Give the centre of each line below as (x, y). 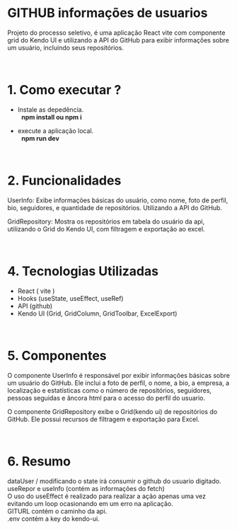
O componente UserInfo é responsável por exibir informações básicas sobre (118, 375)
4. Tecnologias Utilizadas (83, 271)
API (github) (35, 306)
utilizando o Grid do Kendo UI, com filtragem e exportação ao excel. (106, 229)
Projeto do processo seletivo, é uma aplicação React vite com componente (116, 33)
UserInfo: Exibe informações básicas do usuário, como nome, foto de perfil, (118, 200)
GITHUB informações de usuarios (108, 13)
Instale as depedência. (51, 109)
